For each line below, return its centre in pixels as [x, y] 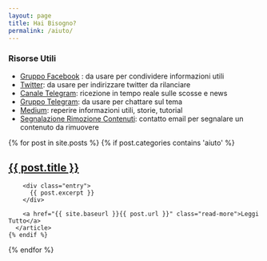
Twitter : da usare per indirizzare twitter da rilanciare [105, 84]
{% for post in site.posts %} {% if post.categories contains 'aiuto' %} [122, 143]
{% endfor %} [31, 250]
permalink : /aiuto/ [41, 30]
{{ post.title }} [44, 168]
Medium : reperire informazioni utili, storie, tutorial [101, 110]
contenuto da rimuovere [60, 127]
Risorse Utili [32, 58]
